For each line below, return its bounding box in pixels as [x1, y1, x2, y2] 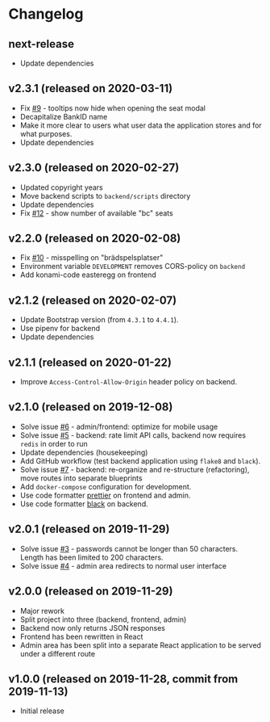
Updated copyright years [19, 183, 103, 192]
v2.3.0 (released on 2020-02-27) [8, 161, 180, 174]
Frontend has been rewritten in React [19, 632, 143, 641]
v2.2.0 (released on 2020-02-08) [8, 232, 181, 246]
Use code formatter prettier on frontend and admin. [19, 490, 191, 500]
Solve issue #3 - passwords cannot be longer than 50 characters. [19, 544, 239, 553]
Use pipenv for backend [19, 324, 101, 334]
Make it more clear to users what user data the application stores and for [19, 120, 262, 130]
